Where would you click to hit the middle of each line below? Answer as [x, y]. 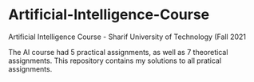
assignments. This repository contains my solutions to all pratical [115, 61]
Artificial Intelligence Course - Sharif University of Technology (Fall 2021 [127, 37]
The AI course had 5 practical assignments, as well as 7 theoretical [118, 52]
